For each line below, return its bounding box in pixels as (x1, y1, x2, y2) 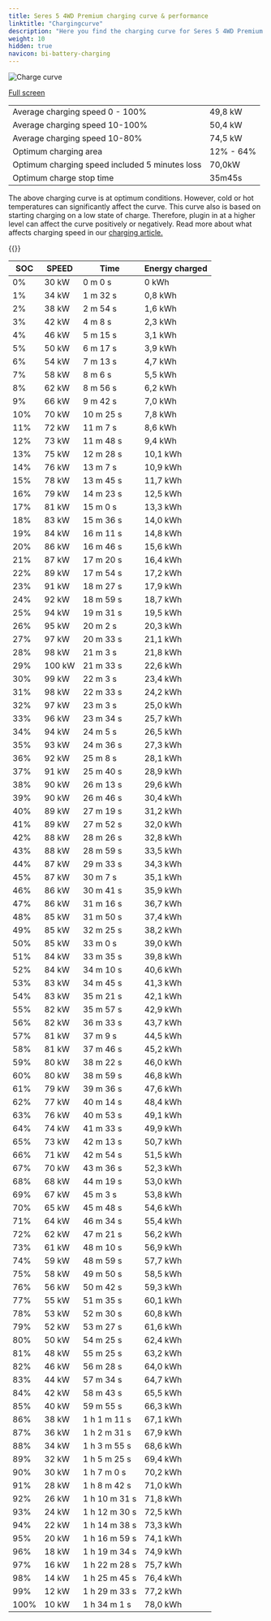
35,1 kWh (144, 872, 183, 883)
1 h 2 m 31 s (82, 1427, 131, 1438)
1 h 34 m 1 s (82, 1599, 131, 1610)
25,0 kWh (144, 700, 183, 710)
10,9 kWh (144, 461, 183, 473)
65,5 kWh (144, 1387, 183, 1398)
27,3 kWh (144, 740, 183, 750)
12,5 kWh (144, 488, 183, 499)
